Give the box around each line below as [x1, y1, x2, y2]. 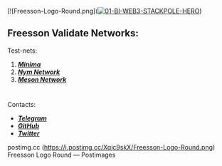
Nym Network [17, 68, 60, 76]
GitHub [17, 122, 40, 130]
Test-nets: [7, 46, 38, 55]
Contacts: [7, 100, 36, 108]
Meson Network [17, 75, 67, 83]
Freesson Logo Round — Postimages [7, 150, 116, 159]
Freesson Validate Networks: [7, 27, 139, 39]
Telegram [17, 114, 48, 123]
